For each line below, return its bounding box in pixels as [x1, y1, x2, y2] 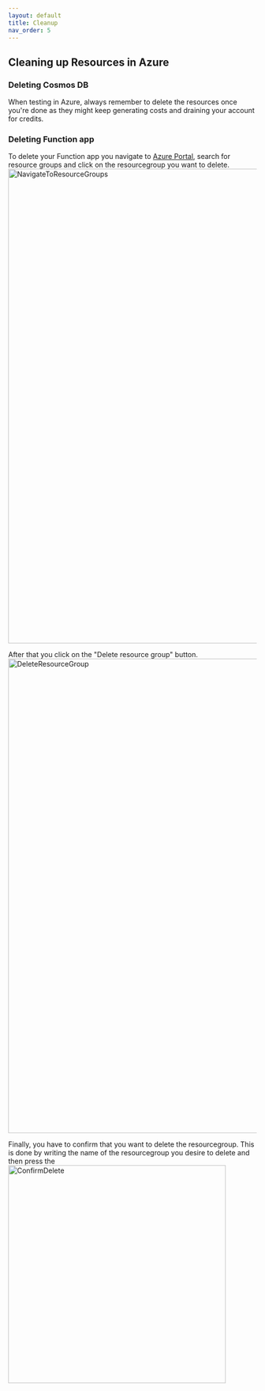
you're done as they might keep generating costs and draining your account [8, 106, 255, 115]
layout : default [8, 11, 62, 20]
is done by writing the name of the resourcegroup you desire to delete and [8, 1148, 250, 1158]
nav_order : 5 [8, 26, 51, 34]
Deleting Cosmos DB [8, 79, 89, 90]
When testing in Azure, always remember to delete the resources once [8, 97, 238, 107]
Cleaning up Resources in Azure [8, 55, 170, 69]
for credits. [8, 114, 44, 123]
